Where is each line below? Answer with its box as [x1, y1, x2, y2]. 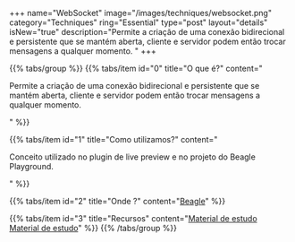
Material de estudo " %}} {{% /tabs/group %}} [9, 223, 177, 233]
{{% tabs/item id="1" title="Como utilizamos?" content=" [9, 134, 218, 144]
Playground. [9, 161, 54, 171]
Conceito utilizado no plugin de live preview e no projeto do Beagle [9, 151, 257, 162]
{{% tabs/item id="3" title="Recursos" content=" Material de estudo [9, 213, 257, 223]
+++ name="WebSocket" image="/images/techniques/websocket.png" [9, 8, 273, 18]
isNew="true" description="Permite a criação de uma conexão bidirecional [9, 27, 285, 37]
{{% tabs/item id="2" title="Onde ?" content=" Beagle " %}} [9, 196, 226, 206]
